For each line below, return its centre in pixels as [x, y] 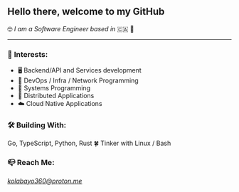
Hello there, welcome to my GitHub [86, 12]
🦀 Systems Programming [54, 88]
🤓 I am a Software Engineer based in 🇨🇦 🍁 [71, 28]
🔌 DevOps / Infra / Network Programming [78, 80]
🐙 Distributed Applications [56, 96]
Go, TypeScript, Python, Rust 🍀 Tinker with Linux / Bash [89, 143]
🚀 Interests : [28, 54]
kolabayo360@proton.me [45, 181]
